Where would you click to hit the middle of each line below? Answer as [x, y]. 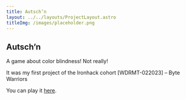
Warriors [17, 79]
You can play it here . [31, 90]
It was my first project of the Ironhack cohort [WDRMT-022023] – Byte [93, 73]
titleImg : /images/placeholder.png [51, 23]
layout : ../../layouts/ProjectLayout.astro [61, 17]
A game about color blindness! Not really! [57, 61]
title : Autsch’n [26, 12]
